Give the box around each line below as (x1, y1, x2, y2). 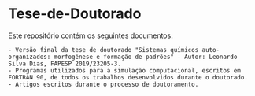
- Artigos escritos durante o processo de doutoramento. (8, 80, 199, 88)
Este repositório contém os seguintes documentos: (8, 31, 173, 40)
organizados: (8, 53, 51, 61)
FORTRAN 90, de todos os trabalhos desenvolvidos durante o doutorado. (8, 73, 248, 81)
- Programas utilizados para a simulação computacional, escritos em (8, 66, 242, 75)
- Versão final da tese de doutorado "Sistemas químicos (8, 46, 199, 54)
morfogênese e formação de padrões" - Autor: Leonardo (54, 53, 238, 61)
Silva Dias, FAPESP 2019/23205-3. (8, 60, 122, 68)
